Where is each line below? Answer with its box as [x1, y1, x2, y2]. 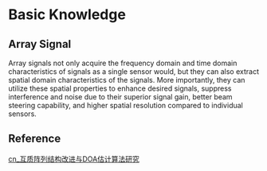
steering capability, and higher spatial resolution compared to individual [8, 101, 243, 110]
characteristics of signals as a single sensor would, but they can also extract [8, 67, 259, 76]
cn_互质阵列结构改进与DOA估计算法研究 [8, 154, 139, 164]
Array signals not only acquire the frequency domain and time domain [8, 58, 238, 68]
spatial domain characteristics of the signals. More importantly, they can [8, 76, 245, 84]
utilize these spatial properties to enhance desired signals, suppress [8, 84, 232, 93]
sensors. [8, 109, 37, 119]
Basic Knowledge [8, 6, 126, 24]
